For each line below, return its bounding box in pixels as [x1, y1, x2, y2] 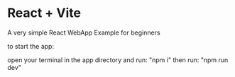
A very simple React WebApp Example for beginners [7, 28, 161, 37]
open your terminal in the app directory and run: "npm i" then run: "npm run [7, 55, 229, 64]
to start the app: [7, 42, 55, 50]
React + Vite [7, 5, 82, 21]
